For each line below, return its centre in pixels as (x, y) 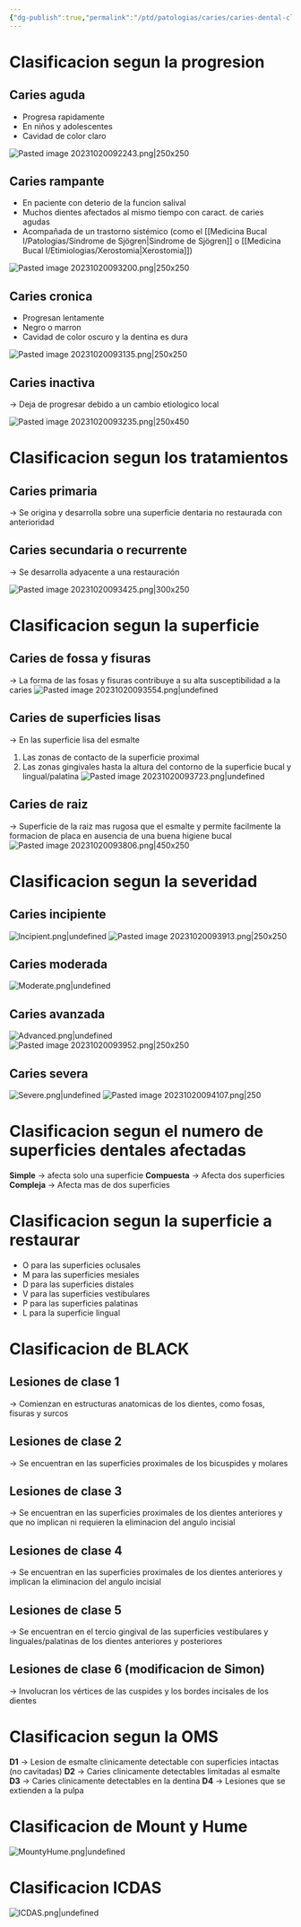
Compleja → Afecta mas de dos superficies (90, 1184)
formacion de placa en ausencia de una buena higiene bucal (121, 835)
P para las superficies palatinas (80, 1303)
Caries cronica (51, 296)
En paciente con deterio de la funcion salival (104, 203)
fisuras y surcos (39, 1413)
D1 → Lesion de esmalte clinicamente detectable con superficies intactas (144, 1762)
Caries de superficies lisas (85, 718)
